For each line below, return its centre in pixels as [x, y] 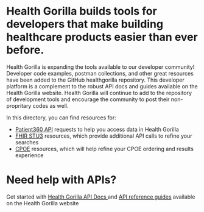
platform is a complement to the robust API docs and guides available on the [102, 86]
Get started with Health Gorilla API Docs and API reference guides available [101, 197]
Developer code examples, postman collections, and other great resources [100, 73]
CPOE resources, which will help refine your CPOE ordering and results [104, 149]
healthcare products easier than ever [102, 37]
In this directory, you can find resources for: [62, 118]
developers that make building [85, 24]
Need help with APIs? [62, 180]
